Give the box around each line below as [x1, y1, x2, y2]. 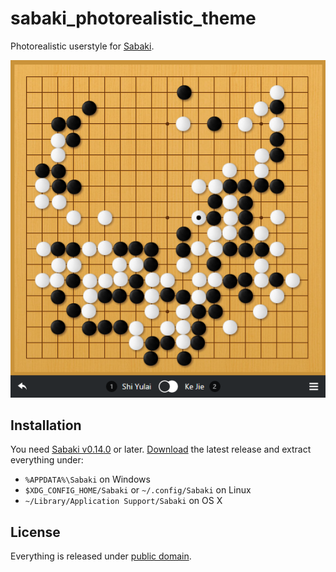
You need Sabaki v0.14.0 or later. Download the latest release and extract [10, 443, 312, 456]
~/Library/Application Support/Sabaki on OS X [24, 495, 223, 507]
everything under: [10, 454, 84, 466]
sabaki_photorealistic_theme [10, 7, 257, 30]
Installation [10, 417, 82, 434]
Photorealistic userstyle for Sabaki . [10, 40, 155, 52]
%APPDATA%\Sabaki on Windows [24, 473, 151, 486]
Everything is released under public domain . [10, 550, 192, 562]
